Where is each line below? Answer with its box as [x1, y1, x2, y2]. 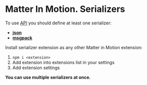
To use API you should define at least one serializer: [5, 20, 112, 26]
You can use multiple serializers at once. [5, 74, 91, 80]
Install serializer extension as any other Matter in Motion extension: [5, 44, 143, 50]
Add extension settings [12, 65, 60, 71]
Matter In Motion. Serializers [5, 3, 126, 15]
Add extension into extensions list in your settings [12, 59, 115, 65]
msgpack [12, 35, 32, 41]
